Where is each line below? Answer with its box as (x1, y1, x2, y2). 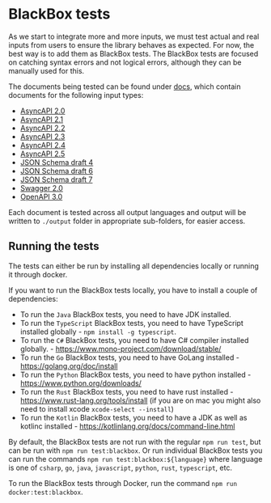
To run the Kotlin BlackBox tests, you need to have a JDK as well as (19, 412, 248, 422)
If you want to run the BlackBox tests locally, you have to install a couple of (8, 285, 258, 295)
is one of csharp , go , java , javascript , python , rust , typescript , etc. (8, 463, 233, 472)
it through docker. (8, 269, 68, 279)
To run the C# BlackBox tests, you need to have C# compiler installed (19, 335, 249, 344)
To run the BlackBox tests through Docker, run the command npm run (8, 478, 237, 488)
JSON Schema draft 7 (19, 175, 93, 184)
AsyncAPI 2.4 (19, 140, 66, 150)
